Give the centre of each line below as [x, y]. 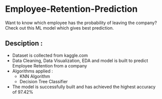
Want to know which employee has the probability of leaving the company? [81, 23]
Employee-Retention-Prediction [71, 9]
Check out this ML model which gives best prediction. [59, 28]
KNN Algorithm [35, 76]
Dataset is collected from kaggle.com [50, 55]
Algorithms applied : [32, 71]
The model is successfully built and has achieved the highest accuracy [84, 87]
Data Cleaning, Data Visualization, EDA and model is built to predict [80, 61]
